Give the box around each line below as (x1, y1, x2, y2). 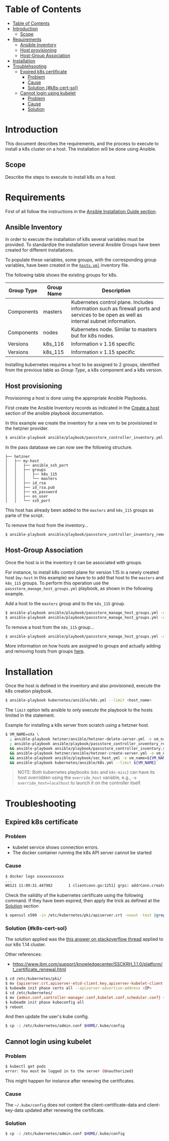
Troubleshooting (5, 798, 76, 809)
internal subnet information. (71, 318, 137, 325)
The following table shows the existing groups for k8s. (5, 272, 118, 278)
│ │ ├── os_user (5, 494, 49, 499)
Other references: (5, 951, 42, 958)
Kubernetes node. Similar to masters (71, 326, 157, 333)
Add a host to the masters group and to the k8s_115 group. (5, 600, 126, 607)
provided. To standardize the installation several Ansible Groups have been (5, 241, 160, 248)
